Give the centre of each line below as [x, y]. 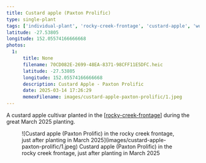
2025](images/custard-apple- [129, 140]
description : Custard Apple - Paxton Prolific [83, 84]
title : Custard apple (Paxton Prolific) [59, 13]
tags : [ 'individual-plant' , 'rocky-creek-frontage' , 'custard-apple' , [98, 26]
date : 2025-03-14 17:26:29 [57, 91]
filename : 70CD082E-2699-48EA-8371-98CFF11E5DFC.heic [93, 64]
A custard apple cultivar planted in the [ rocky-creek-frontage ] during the [98, 115]
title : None [38, 58]
